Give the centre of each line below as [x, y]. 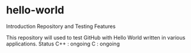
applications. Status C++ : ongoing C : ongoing [63, 44]
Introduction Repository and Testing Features [61, 26]
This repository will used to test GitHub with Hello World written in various [96, 37]
